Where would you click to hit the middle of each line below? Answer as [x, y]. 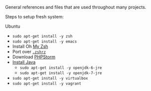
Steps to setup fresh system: [34, 17]
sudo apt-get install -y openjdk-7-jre [61, 73]
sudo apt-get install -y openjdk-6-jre [61, 68]
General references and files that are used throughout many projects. [76, 7]
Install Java [24, 62]
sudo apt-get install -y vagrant [47, 84]
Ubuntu [13, 26]
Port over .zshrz [29, 52]
